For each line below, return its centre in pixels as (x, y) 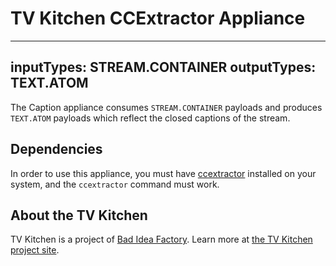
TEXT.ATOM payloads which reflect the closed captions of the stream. (150, 118)
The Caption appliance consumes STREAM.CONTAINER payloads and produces (166, 107)
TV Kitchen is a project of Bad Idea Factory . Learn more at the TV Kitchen (161, 239)
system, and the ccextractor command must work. (115, 184)
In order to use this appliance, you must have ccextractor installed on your (163, 173)
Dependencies (56, 149)
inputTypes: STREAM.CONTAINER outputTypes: (163, 67)
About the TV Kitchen (79, 215)
